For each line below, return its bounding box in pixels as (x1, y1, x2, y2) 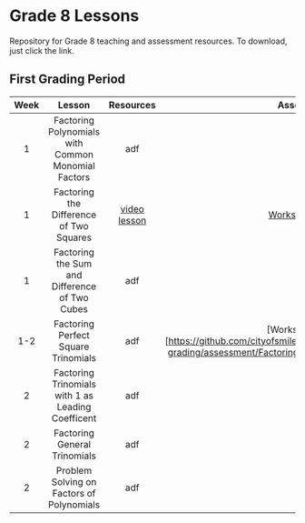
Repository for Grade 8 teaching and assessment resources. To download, (9, 35, 288, 46)
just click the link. (9, 45, 74, 55)
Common (54, 147, 93, 160)
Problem (55, 464, 93, 477)
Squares (55, 231, 93, 244)
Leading (56, 400, 92, 413)
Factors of (52, 487, 96, 499)
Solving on (51, 475, 97, 488)
